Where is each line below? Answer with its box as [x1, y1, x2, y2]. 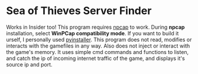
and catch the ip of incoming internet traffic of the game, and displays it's [6, 55, 185, 62]
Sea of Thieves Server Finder [6, 4, 152, 18]
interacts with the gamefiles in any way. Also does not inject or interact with [6, 42, 190, 49]
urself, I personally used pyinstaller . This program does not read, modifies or [6, 36, 192, 43]
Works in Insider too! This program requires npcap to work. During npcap [6, 23, 185, 31]
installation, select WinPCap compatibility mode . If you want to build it [6, 29, 179, 36]
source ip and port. [6, 60, 53, 68]
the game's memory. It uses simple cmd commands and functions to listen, [6, 48, 189, 55]
